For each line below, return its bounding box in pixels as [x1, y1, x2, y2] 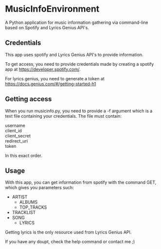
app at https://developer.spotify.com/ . [5, 66, 81, 72]
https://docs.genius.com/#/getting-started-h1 [5, 81, 96, 87]
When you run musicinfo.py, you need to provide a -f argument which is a [5, 108, 153, 114]
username [5, 123, 25, 128]
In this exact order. [5, 152, 43, 159]
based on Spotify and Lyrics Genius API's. [5, 24, 89, 30]
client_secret [5, 133, 31, 139]
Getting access [5, 95, 52, 103]
